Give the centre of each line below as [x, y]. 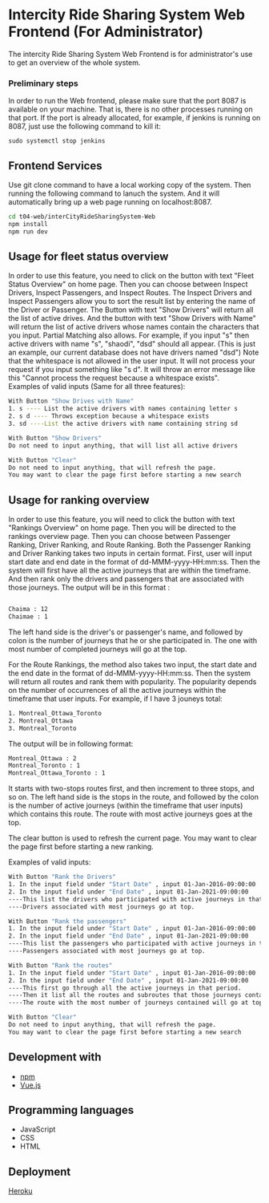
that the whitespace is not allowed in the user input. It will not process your [132, 361]
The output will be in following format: [71, 743]
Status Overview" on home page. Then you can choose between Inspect [128, 284]
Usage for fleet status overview [88, 257]
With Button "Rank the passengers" [68, 921]
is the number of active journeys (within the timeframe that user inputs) [126, 806]
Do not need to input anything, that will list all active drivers [123, 446]
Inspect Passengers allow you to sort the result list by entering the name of [132, 302]
